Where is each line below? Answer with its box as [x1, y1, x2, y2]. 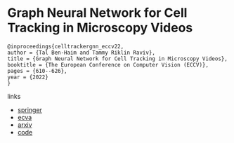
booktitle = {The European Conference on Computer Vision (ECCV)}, [7, 61, 209, 68]
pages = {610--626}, [7, 67, 68, 74]
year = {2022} [7, 74, 49, 81]
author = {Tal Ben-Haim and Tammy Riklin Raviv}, [7, 49, 156, 56]
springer [17, 105, 42, 114]
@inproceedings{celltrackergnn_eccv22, [7, 43, 124, 50]
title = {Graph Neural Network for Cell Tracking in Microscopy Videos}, [7, 55, 228, 62]
